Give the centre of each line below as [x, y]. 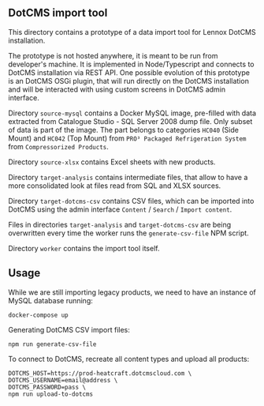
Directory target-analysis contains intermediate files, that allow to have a [128, 177]
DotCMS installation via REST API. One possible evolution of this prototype [129, 72]
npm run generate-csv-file [52, 344]
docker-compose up [38, 315]
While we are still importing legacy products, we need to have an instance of [132, 292]
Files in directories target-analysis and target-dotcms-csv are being [120, 224]
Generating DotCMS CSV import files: [69, 329]
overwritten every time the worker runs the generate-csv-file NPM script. [129, 233]
